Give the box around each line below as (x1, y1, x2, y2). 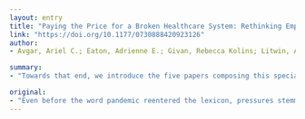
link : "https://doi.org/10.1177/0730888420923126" (9, 30, 205, 39)
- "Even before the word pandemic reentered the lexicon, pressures (9, 96, 274, 105)
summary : (9, 63, 43, 72)
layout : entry (9, 13, 64, 23)
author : (9, 38, 39, 48)
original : (9, 87, 47, 96)
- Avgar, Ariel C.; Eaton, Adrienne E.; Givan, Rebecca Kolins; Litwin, (9, 47, 290, 56)
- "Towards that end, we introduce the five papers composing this (9, 71, 271, 81)
